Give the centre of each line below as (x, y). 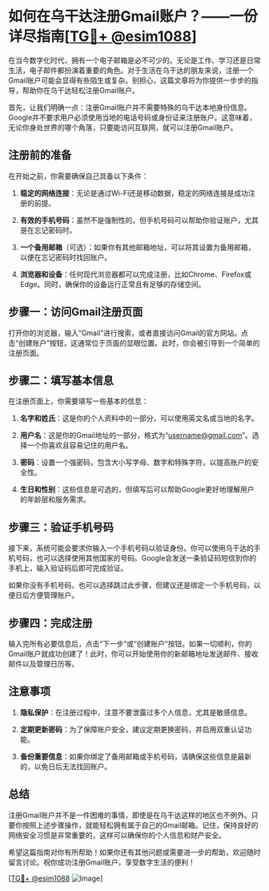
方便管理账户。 (54, 595)
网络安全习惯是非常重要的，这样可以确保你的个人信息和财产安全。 (117, 835)
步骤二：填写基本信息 (61, 381)
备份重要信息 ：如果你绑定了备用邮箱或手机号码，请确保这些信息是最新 (136, 756)
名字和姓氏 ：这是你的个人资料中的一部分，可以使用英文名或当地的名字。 (139, 419)
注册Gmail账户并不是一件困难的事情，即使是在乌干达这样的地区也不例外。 (130, 815)
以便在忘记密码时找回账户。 (66, 257)
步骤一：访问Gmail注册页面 (76, 312)
